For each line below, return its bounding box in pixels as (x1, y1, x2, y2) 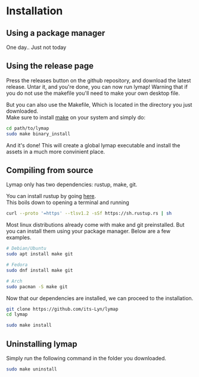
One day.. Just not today (6, 44, 67, 51)
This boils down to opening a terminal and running (6, 199, 129, 206)
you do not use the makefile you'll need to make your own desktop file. (6, 89, 180, 97)
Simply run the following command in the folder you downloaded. (6, 354, 167, 361)
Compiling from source (6, 165, 94, 175)
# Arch (6, 278, 23, 284)
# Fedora (6, 262, 28, 268)
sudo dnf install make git (6, 267, 73, 273)
